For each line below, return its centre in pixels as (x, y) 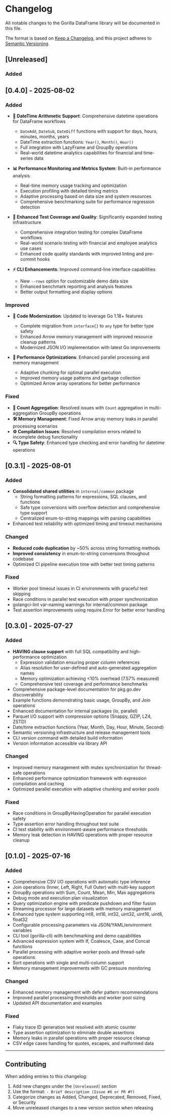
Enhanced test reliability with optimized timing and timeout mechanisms (87, 524)
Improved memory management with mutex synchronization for (79, 767)
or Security (24, 1102)
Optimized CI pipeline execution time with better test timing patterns (83, 564)
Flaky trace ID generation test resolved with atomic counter (74, 1027)
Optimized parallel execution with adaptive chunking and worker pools (86, 789)
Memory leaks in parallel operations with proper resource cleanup (81, 1038)
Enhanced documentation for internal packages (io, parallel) (75, 711)
